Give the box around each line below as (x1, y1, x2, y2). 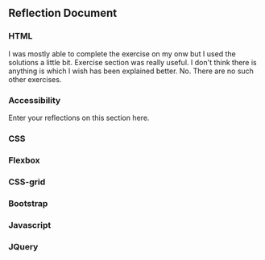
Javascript (8, 219, 52, 230)
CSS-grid (8, 176, 46, 188)
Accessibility (8, 94, 61, 105)
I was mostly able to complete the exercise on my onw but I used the (8, 48, 236, 59)
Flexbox (8, 155, 40, 166)
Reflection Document (8, 6, 118, 20)
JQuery (8, 241, 39, 252)
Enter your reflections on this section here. (8, 113, 150, 122)
